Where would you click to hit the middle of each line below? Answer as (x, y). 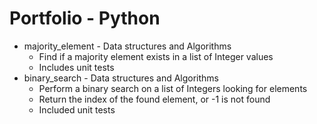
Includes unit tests (76, 67)
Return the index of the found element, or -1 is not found (154, 99)
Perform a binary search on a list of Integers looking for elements (173, 88)
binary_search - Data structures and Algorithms (121, 78)
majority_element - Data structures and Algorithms (127, 46)
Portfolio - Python (85, 18)
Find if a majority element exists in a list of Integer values (156, 56)
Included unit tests (77, 109)
